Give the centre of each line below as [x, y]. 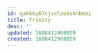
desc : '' [20, 26]
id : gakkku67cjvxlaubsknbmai [49, 13]
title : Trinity [29, 20]
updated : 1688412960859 [42, 33]
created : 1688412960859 [42, 39]
